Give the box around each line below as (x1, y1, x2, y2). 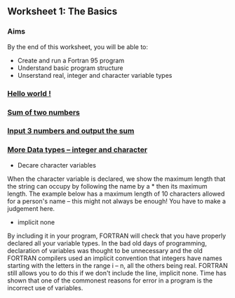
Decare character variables (17, 161, 97, 169)
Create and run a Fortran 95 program (17, 56, 125, 65)
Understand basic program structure (17, 63, 123, 72)
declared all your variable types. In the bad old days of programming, (7, 238, 207, 248)
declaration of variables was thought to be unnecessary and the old (7, 246, 203, 255)
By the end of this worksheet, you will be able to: (7, 42, 149, 51)
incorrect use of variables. (7, 283, 83, 292)
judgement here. (7, 204, 55, 212)
